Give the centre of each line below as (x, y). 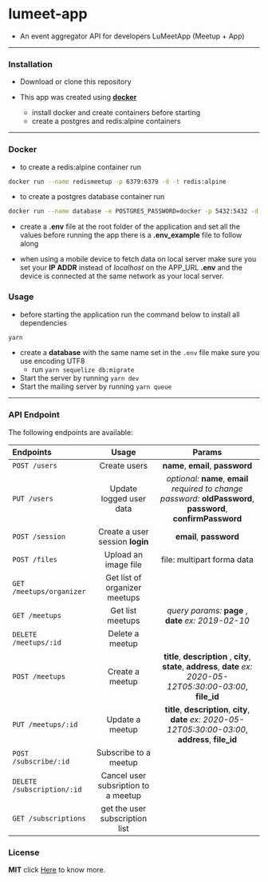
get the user (124, 808)
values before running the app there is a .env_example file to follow (131, 235)
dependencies (43, 323)
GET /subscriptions (49, 818)
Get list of (123, 577)
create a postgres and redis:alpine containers (106, 122)
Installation (31, 64)
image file (123, 565)
